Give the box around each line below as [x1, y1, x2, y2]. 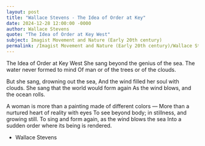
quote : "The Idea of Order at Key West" [6, 32, 111, 38]
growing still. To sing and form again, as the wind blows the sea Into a [6, 115, 182, 122]
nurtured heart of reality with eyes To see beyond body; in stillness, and [6, 109, 187, 116]
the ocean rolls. [6, 91, 46, 98]
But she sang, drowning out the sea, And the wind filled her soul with [6, 77, 179, 85]
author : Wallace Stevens [6, 26, 70, 32]
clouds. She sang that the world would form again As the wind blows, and [6, 84, 192, 91]
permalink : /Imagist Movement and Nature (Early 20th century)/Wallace [6, 43, 192, 49]
